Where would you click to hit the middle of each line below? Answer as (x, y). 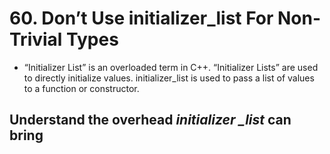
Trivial (36, 39)
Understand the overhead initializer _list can (150, 120)
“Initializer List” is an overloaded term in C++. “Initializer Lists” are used (171, 67)
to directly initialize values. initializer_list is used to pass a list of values (169, 78)
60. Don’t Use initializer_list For (141, 18)
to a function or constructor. (81, 88)
